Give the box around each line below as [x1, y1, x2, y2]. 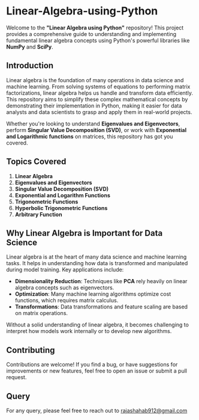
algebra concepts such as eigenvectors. [14, 284, 114, 292]
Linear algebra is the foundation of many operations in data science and [6, 76, 184, 83]
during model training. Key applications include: [6, 266, 124, 274]
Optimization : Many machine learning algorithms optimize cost [14, 290, 171, 298]
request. [6, 374, 27, 381]
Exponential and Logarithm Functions [14, 191, 111, 199]
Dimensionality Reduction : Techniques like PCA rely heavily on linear [14, 278, 188, 285]
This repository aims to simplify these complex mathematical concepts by [6, 95, 188, 103]
